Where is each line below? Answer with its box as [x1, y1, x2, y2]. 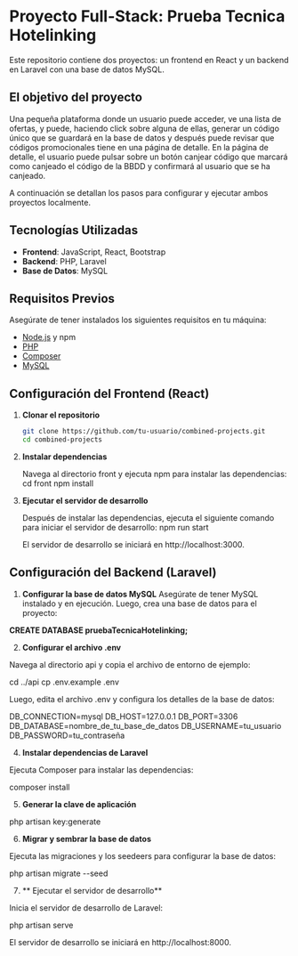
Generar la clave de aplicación [21, 798, 137, 809]
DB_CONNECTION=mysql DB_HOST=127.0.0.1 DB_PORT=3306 [9, 710, 238, 722]
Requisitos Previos [9, 291, 116, 306]
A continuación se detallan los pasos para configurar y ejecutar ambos [9, 187, 269, 198]
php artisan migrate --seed [9, 868, 109, 879]
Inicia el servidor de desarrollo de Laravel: [9, 902, 163, 913]
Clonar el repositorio [21, 409, 101, 420]
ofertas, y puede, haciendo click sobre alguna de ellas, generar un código [9, 123, 280, 134]
